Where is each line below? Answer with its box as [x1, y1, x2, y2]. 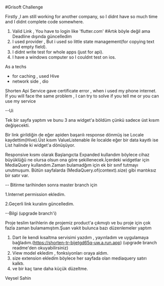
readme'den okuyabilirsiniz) [12, 245, 69, 251]
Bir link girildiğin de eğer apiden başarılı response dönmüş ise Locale [5, 132, 144, 137]
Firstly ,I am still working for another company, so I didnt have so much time [5, 14, 158, 19]
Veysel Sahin [5, 275, 31, 281]
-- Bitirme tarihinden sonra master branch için [5, 182, 98, 188]
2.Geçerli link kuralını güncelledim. [5, 201, 74, 207]
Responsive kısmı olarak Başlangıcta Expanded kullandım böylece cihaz [5, 152, 150, 157]
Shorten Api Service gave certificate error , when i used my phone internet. [5, 88, 157, 93]
